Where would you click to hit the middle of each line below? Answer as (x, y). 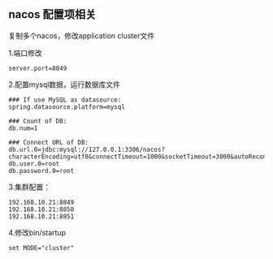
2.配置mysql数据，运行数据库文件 (64, 84)
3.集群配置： (30, 187)
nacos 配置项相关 (52, 15)
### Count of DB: (38, 121)
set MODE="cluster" (41, 248)
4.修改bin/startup (37, 232)
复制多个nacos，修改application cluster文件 (82, 36)
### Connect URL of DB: (49, 142)
